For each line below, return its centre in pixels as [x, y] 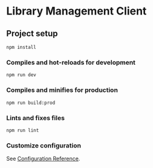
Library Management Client [76, 11]
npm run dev [21, 75]
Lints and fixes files [36, 118]
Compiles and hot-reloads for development [71, 62]
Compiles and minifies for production [62, 90]
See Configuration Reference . [43, 159]
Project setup [32, 34]
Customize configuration [44, 145]
